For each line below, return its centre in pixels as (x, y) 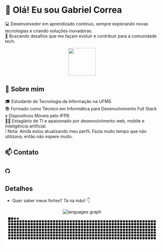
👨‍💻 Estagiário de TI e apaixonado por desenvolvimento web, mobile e (75, 121)
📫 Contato (22, 153)
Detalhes (19, 188)
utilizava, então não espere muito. (39, 136)
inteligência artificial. (26, 126)
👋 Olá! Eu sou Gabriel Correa (63, 10)
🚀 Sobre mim (25, 89)
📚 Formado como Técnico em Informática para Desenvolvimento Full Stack (81, 108)
